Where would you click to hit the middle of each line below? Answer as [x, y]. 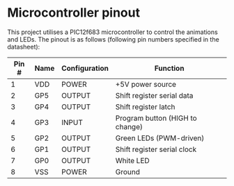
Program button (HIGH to [156, 118]
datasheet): [24, 46]
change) [129, 126]
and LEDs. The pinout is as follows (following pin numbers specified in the [113, 39]
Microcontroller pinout [74, 13]
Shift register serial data [154, 95]
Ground [128, 171]
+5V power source [146, 84]
